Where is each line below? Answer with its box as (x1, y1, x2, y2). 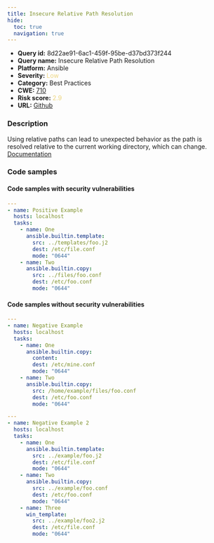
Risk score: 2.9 (17, 94, 62, 102)
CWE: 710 (17, 86, 47, 95)
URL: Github (17, 101, 53, 109)
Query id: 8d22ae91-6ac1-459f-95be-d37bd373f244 (17, 49, 172, 58)
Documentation (7, 149, 52, 158)
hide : (7, 17, 23, 24)
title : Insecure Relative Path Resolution (7, 10, 133, 18)
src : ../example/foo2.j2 (32, 517, 105, 525)
